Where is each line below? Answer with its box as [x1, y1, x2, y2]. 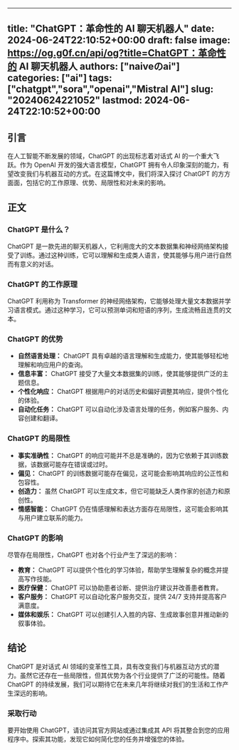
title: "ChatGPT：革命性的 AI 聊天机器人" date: [7, 23, 215, 35]
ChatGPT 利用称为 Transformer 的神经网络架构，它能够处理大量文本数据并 [7, 297, 225, 306]
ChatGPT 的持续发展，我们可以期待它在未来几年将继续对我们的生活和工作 [7, 679, 223, 688]
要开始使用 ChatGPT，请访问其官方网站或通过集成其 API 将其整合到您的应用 [7, 726, 230, 734]
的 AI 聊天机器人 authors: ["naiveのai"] [7, 61, 180, 73]
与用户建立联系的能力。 [17, 514, 87, 522]
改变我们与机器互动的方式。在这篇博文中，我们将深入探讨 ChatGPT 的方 [13, 170, 225, 178]
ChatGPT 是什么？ [7, 224, 70, 234]
